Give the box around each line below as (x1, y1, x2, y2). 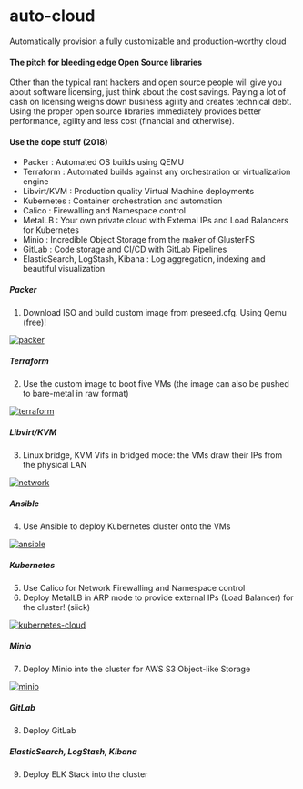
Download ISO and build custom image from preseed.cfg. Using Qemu (22, 307, 287, 318)
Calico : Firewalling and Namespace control (22, 205, 187, 216)
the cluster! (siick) (22, 602, 91, 613)
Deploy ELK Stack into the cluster (22, 769, 148, 780)
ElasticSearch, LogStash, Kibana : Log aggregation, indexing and (22, 254, 266, 265)
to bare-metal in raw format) (22, 389, 129, 400)
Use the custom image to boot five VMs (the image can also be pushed (22, 379, 289, 389)
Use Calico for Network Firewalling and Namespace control (22, 583, 246, 594)
